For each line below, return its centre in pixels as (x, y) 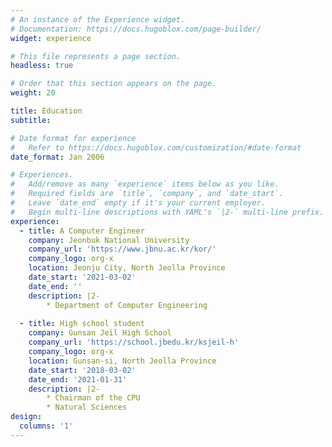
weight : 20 (33, 93)
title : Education (46, 111)
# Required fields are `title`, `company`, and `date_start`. (147, 194)
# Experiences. (42, 175)
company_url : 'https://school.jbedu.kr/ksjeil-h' (134, 342)
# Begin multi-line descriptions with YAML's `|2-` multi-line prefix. (167, 212)
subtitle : (31, 120)
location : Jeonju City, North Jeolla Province (127, 268)
